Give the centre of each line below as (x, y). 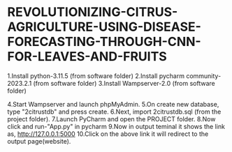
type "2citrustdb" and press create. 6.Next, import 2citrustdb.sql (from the (114, 112)
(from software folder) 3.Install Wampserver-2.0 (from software (124, 83)
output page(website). (39, 141)
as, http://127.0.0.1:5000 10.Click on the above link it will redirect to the (108, 134)
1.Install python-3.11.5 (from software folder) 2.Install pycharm (96, 76)
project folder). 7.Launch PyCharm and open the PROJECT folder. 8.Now (111, 119)
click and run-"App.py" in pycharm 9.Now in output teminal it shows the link (116, 126)
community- (204, 76)
